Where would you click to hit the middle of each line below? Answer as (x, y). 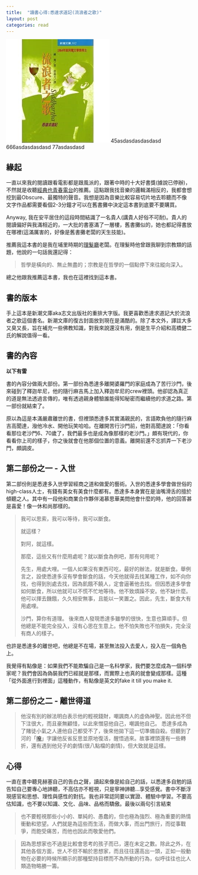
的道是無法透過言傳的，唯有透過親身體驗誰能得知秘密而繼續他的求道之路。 (96, 398)
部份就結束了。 (29, 406)
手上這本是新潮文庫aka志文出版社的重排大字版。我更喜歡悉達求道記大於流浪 (98, 313)
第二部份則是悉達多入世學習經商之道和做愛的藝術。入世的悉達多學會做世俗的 (99, 484)
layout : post (22, 19)
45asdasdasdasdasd (136, 141)
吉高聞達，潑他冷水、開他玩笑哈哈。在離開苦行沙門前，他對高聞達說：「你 (95, 425)
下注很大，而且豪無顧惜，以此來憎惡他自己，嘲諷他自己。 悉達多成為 (104, 724)
